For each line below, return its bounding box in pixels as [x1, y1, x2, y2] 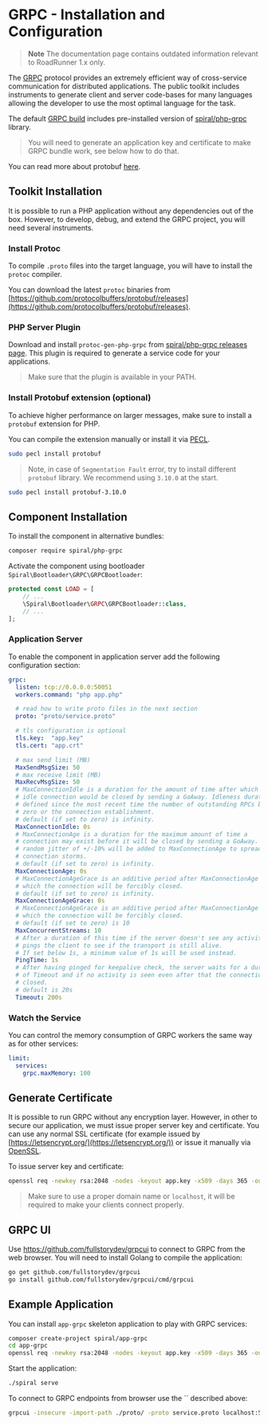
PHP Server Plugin [8, 322, 81, 333]
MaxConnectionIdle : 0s [15, 823, 91, 831]
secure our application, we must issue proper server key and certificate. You [8, 1121, 260, 1131]
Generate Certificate [8, 1091, 113, 1104]
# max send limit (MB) [15, 756, 91, 764]
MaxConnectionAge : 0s [15, 867, 88, 875]
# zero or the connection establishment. [15, 807, 156, 815]
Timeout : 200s [15, 993, 62, 1001]
